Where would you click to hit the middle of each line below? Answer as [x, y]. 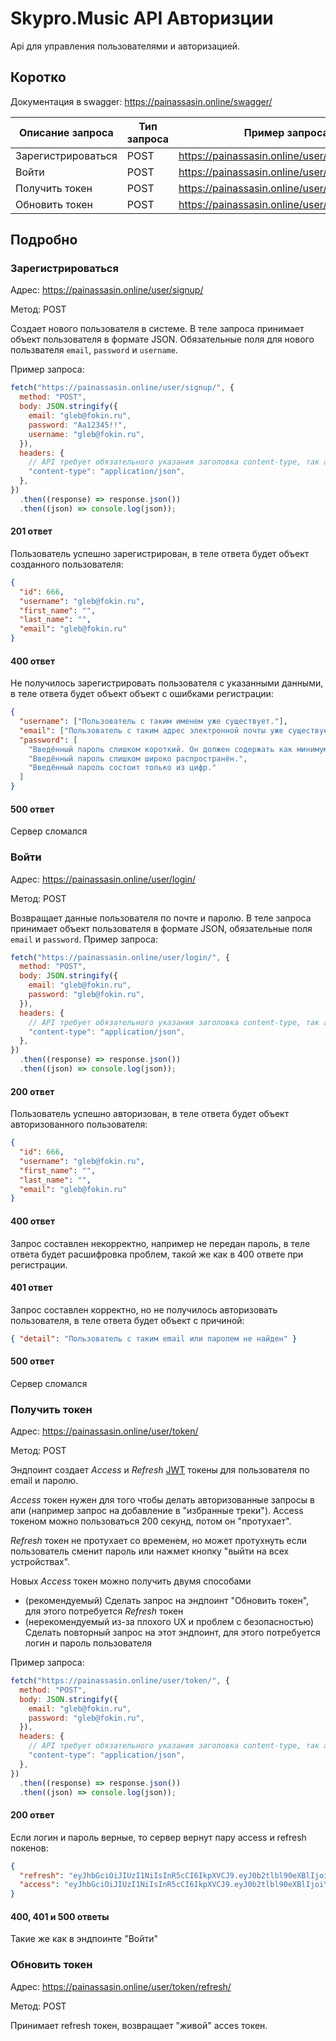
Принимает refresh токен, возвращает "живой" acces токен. [139, 2025]
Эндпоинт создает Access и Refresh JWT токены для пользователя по [160, 1470]
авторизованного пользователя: [79, 1124]
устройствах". [40, 1562]
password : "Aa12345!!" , [78, 425]
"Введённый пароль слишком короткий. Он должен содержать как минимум [178, 749]
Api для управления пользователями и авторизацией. [125, 46]
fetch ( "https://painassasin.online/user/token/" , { [120, 1681]
